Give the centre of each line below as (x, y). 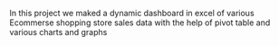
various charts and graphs (58, 32)
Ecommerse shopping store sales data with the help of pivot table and (140, 23)
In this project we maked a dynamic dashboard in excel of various (132, 13)
